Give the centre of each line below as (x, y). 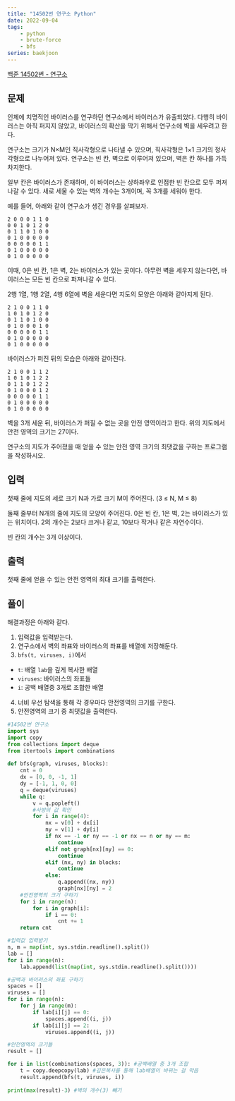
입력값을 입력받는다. (45, 637)
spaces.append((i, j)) (78, 1019)
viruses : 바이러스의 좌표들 (54, 679)
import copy (25, 738)
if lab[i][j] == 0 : (61, 1012)
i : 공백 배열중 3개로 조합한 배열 (60, 688)
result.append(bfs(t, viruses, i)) (72, 1077)
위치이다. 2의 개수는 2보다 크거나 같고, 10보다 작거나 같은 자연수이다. (109, 522)
